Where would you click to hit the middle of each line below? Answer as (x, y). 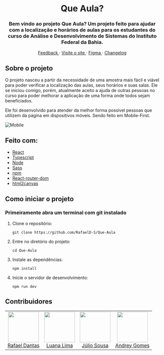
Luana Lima (60, 345)
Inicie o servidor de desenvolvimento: (50, 278)
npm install (24, 268)
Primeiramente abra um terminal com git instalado (66, 213)
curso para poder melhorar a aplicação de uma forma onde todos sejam (78, 95)
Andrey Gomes (132, 345)
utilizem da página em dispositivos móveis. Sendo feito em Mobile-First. (78, 116)
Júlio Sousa (95, 345)
